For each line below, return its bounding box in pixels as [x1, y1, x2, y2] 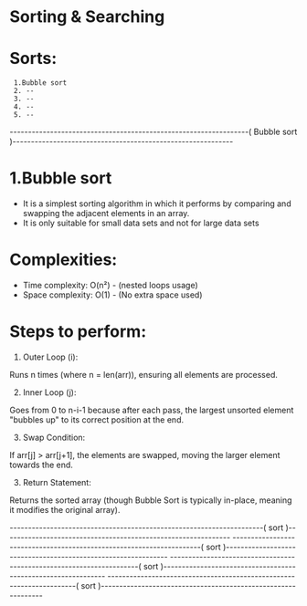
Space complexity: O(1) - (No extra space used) [22, 289, 203, 300]
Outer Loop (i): [22, 351, 79, 362]
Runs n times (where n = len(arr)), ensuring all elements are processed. [9, 369, 279, 380]
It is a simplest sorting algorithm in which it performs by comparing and [22, 198, 291, 209]
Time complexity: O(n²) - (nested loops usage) [22, 280, 198, 290]
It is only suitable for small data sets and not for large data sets [22, 217, 259, 229]
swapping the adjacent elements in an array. [22, 208, 190, 219]
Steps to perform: [9, 321, 147, 342]
